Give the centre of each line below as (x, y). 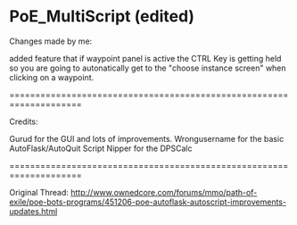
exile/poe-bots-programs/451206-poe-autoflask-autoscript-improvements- (148, 202)
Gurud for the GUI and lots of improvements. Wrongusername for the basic (147, 138)
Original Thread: (39, 192)
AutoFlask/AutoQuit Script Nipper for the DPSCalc (101, 148)
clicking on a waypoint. (52, 77)
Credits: (24, 121)
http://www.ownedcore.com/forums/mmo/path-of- (164, 192)
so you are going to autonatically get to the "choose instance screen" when (148, 68)
